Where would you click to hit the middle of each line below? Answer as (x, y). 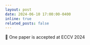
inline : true (18, 19)
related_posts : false (27, 23)
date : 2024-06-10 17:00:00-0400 (38, 14)
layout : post (18, 10)
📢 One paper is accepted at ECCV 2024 (45, 37)
